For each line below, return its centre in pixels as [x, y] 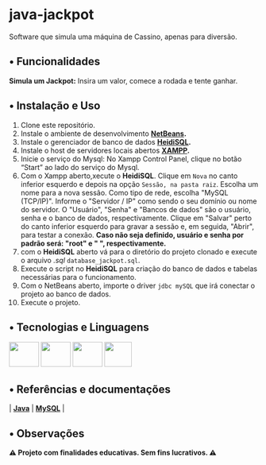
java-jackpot [52, 15]
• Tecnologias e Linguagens [79, 327]
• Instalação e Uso [55, 106]
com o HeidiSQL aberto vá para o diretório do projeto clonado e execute [139, 251]
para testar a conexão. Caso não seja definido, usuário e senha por [132, 234]
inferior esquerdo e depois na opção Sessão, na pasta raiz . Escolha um [139, 184]
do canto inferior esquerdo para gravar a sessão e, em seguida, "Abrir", [137, 226]
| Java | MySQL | [37, 409]
